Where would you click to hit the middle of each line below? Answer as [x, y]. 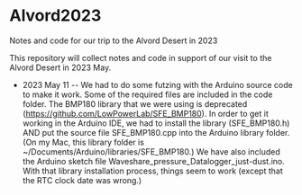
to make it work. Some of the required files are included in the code [147, 94]
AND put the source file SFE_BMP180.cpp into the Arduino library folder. [156, 132]
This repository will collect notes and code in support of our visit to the [141, 58]
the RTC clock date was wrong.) [82, 180]
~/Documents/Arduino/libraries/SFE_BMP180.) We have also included [151, 151]
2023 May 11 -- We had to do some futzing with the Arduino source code [157, 84]
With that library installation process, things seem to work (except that [152, 171]
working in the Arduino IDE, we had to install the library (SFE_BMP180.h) [156, 123]
